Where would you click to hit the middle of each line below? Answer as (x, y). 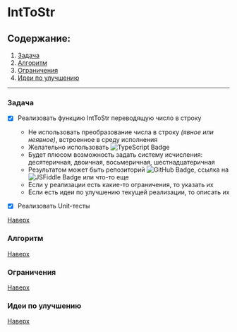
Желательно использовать (68, 147)
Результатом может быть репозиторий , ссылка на (128, 170)
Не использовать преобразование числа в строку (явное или (121, 132)
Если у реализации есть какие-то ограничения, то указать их (121, 185)
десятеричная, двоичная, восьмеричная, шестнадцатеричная (121, 162)
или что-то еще (106, 177)
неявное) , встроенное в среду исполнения (93, 140)
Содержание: (39, 38)
